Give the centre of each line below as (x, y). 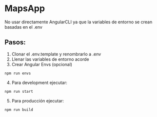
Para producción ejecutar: (38, 100)
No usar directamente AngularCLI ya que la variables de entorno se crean (78, 22)
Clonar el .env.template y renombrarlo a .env (56, 54)
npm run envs (18, 73)
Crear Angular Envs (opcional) (42, 64)
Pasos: (15, 42)
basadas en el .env (23, 27)
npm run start (19, 91)
